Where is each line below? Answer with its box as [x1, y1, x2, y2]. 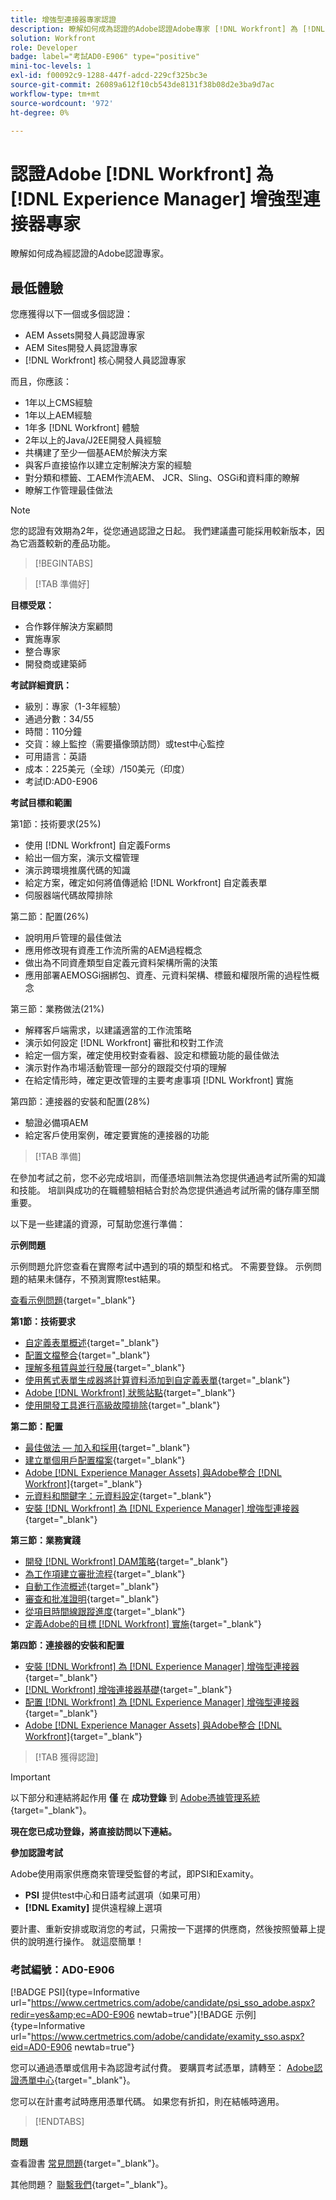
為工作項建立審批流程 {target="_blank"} [24, 1568, 186, 1580]
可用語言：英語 [24, 751, 87, 763]
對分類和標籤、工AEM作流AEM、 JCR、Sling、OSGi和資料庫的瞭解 [24, 472, 300, 484]
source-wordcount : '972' [10, 98, 114, 108]
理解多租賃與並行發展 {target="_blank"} [24, 1362, 186, 1374]
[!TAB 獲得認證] [34, 1751, 99, 1763]
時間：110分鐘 [24, 726, 83, 738]
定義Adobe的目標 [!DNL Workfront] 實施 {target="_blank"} [24, 1618, 262, 1630]
